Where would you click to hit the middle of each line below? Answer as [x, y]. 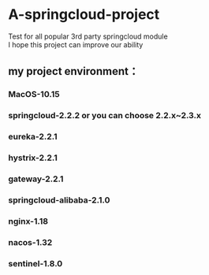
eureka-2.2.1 [33, 137]
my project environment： [74, 71]
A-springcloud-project [84, 15]
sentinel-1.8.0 [35, 263]
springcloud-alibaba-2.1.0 [59, 200]
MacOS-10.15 [34, 95]
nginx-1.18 [28, 221]
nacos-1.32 [30, 242]
